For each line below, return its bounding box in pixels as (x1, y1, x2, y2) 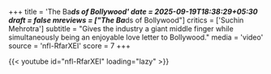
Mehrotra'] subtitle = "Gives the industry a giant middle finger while (8, 24, 234, 33)
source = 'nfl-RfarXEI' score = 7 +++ (8, 41, 131, 51)
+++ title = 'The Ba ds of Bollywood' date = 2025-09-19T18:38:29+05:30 (8, 7, 258, 16)
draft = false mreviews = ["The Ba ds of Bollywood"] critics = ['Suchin (8, 15, 244, 25)
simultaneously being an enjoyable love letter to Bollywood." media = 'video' (8, 32, 264, 42)
